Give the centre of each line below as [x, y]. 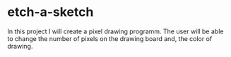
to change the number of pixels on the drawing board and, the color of [110, 38]
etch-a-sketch [51, 12]
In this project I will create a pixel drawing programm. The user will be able [115, 31]
